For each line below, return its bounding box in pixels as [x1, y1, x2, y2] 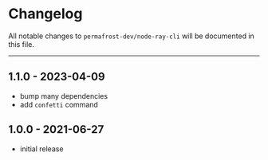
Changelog [8, 5, 83, 23]
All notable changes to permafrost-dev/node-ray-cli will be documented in [8, 31, 255, 41]
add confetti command [19, 100, 98, 109]
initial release [19, 144, 64, 154]
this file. [8, 39, 34, 49]
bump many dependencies [19, 91, 108, 100]
